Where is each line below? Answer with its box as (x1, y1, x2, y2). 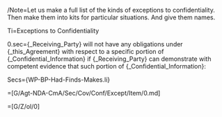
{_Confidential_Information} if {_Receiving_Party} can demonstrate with (7, 55, 212, 63)
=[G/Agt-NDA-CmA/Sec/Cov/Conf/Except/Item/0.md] (7, 89, 161, 97)
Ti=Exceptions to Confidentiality (7, 27, 100, 35)
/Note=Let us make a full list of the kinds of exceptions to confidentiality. (7, 6, 216, 14)
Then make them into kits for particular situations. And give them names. (7, 13, 216, 21)
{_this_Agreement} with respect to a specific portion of (7, 48, 164, 55)
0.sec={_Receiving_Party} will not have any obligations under (7, 40, 183, 48)
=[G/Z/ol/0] (7, 102, 40, 110)
